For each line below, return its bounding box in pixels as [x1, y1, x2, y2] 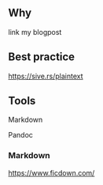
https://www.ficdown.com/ [8, 168, 95, 177]
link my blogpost [8, 27, 62, 36]
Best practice [8, 51, 75, 64]
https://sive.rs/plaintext [8, 71, 84, 81]
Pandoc [8, 130, 34, 140]
